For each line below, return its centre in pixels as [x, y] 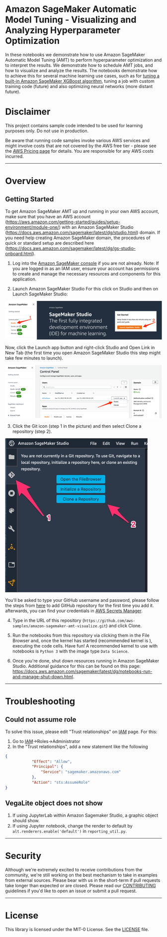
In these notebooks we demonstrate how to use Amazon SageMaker [75, 54]
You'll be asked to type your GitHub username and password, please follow [82, 600]
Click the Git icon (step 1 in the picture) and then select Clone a [77, 426]
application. [24, 279]
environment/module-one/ [32, 227]
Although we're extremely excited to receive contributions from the [74, 869]
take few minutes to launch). [34, 358]
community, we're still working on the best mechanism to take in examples [81, 875]
